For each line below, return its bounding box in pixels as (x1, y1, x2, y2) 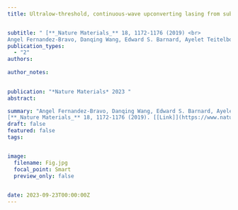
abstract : (7, 95, 37, 102)
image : (7, 153, 27, 160)
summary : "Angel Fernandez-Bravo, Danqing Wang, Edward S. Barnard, (7, 107, 214, 115)
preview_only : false (13, 173, 74, 180)
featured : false (7, 127, 55, 134)
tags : (7, 134, 23, 141)
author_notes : (7, 69, 50, 76)
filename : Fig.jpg (13, 159, 69, 166)
